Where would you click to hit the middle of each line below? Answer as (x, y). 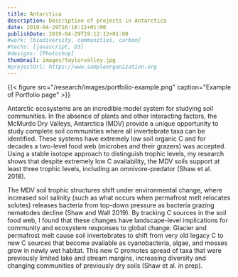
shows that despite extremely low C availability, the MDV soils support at (114, 161)
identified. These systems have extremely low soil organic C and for (107, 138)
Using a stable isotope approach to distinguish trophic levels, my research (116, 153)
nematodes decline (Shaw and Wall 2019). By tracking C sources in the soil (117, 212)
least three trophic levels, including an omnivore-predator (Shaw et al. (109, 168)
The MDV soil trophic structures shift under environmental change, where (115, 190)
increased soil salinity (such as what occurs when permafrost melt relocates (119, 197)
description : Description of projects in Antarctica (87, 21)
